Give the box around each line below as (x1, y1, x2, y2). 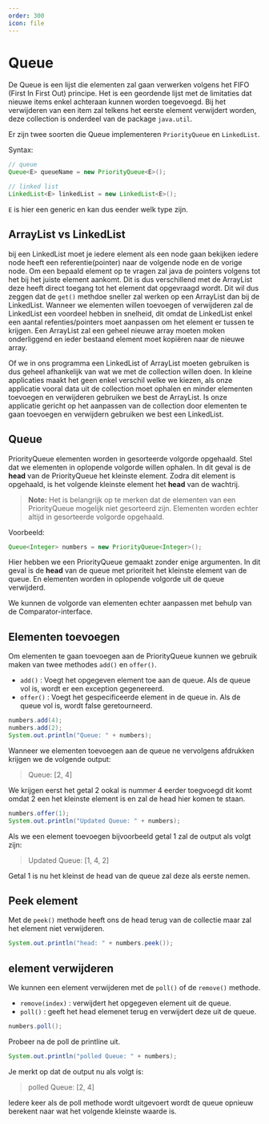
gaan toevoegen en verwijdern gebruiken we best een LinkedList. (8, 409, 224, 419)
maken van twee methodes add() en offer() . (8, 660, 158, 670)
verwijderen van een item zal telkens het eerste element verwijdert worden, (8, 106, 257, 115)
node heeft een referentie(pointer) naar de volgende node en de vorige (8, 257, 243, 267)
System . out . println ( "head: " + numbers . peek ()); (8, 939, 174, 948)
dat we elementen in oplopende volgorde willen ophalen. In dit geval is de (8, 462, 251, 472)
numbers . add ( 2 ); (8, 724, 62, 732)
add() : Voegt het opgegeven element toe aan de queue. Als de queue (19, 675, 251, 685)
